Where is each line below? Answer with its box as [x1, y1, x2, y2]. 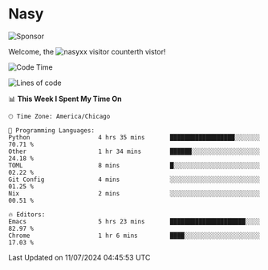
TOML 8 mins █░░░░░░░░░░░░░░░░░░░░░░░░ [8, 161, 261, 169]
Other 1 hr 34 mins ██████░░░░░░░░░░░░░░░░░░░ [8, 147, 261, 155]
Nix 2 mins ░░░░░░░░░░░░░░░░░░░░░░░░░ [8, 189, 261, 197]
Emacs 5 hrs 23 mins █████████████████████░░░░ [8, 217, 261, 225]
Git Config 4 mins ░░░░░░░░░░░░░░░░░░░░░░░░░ [8, 175, 261, 183]
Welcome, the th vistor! [8, 46, 166, 56]
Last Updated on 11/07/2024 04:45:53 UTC [8, 252, 151, 262]
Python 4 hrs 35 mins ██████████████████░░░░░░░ [8, 133, 261, 141]
